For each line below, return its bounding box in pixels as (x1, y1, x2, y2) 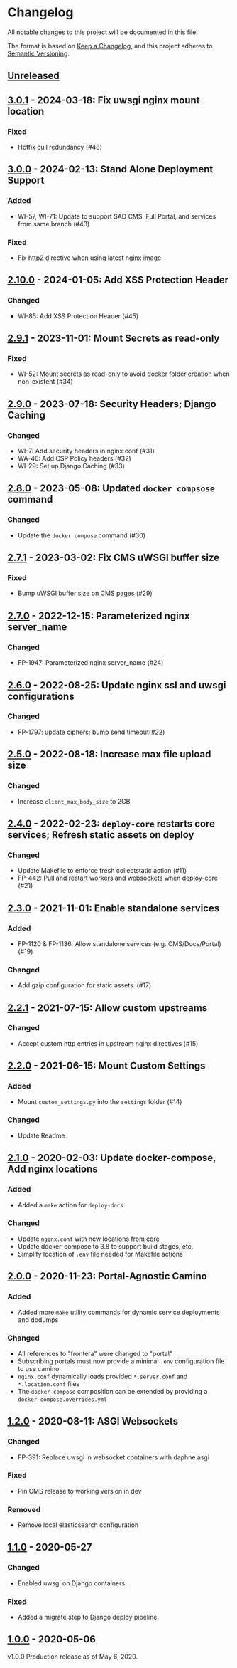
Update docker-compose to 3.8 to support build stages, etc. (17, 1242, 194, 1250)
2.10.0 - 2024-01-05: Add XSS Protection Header (7, 274, 229, 286)
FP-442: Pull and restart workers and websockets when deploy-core (17, 874, 219, 883)
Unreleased (7, 70, 60, 82)
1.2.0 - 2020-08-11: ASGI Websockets (7, 1415, 179, 1427)
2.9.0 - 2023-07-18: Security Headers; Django (7, 398, 216, 410)
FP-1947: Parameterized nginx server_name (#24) (17, 659, 164, 667)
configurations (7, 690, 75, 702)
